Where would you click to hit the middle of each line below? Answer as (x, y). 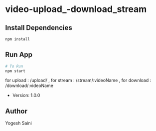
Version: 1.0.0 (26, 95)
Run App (19, 55)
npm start (15, 71)
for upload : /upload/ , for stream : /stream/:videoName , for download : (78, 80)
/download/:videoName (29, 85)
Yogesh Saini (19, 123)
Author (16, 111)
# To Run (14, 66)
